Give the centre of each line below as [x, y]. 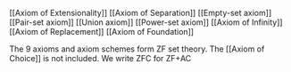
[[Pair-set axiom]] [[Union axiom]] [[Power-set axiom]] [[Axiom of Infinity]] [146, 22]
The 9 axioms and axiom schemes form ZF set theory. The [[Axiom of [137, 49]
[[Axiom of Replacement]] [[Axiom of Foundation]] [102, 32]
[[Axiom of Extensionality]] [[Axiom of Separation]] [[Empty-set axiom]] [141, 13]
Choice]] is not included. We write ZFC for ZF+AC [100, 58]
